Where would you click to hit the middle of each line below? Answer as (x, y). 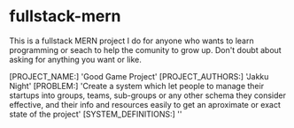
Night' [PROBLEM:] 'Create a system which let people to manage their (136, 86)
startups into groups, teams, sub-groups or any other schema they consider (147, 95)
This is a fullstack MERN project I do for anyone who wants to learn (132, 41)
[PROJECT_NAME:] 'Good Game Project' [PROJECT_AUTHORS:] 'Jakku (139, 76)
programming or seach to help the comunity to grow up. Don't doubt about (145, 49)
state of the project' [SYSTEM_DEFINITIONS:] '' (96, 114)
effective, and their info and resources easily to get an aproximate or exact (145, 104)
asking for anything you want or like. (75, 59)
